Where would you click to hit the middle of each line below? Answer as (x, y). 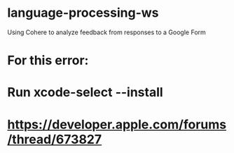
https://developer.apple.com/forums (117, 124)
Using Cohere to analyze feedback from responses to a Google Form (107, 32)
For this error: (48, 60)
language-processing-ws (83, 13)
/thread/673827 (55, 139)
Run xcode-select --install (85, 93)
